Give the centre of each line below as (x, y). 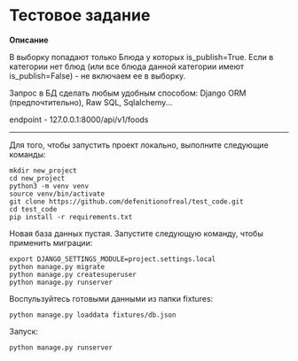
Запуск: (24, 331)
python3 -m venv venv (49, 186)
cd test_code (33, 209)
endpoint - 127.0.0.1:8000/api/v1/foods (79, 119)
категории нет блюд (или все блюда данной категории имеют (127, 66)
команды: (27, 154)
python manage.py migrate (57, 266)
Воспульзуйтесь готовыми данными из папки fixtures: (111, 298)
